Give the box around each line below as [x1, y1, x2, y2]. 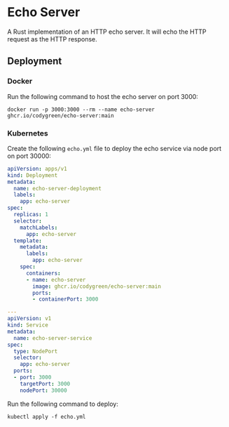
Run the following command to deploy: [7, 400, 119, 408]
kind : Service [7, 322, 49, 329]
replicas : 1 [13, 211, 49, 218]
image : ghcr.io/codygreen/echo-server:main [32, 282, 161, 290]
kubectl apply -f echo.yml [7, 413, 86, 420]
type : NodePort [13, 348, 58, 355]
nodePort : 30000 [20, 387, 68, 394]
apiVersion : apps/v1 [7, 165, 68, 172]
